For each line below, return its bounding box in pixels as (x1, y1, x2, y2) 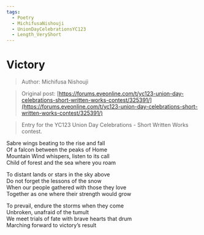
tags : (6, 9, 20, 15)
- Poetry (12, 15, 34, 21)
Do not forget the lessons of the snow (6, 178, 102, 185)
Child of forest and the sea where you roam (6, 159, 116, 167)
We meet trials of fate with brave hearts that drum (6, 215, 132, 223)
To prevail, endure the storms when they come (6, 202, 124, 209)
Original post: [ (21, 90, 59, 98)
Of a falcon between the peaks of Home (6, 146, 108, 153)
